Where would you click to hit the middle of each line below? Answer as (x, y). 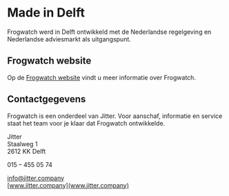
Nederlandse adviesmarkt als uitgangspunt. (69, 39)
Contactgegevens (47, 99)
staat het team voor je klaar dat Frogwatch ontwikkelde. (86, 123)
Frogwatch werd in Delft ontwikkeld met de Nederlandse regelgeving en (109, 32)
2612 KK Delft (27, 151)
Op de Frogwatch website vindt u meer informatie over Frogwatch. (102, 77)
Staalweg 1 (22, 144)
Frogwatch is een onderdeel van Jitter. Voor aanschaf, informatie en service (115, 116)
